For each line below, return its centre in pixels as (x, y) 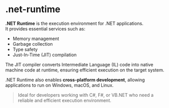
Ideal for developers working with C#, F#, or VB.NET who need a (86, 95)
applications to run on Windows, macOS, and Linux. (59, 85)
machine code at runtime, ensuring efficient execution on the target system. (85, 70)
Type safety (25, 49)
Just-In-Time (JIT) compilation (45, 55)
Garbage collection (33, 44)
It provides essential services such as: (45, 28)
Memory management (36, 39)
